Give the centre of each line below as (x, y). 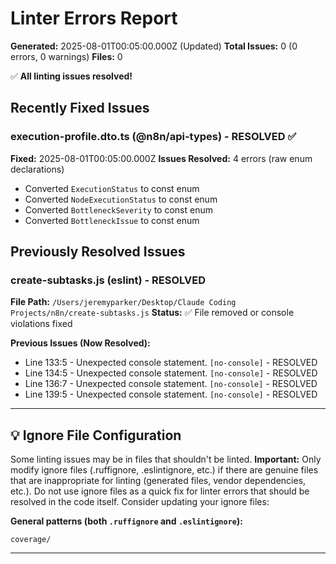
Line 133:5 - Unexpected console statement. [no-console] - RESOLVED (171, 363)
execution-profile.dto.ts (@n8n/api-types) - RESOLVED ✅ (153, 137)
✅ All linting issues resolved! (71, 76)
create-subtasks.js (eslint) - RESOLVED (108, 280)
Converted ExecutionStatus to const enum (112, 188)
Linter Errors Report (94, 18)
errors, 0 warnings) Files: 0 (66, 56)
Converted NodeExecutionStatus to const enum (121, 199)
